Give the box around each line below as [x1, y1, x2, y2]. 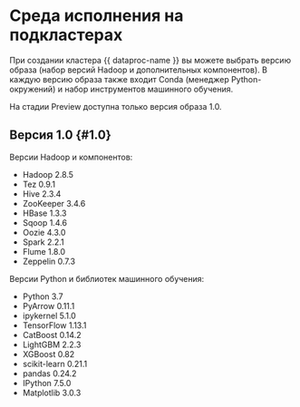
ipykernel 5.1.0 [22, 310, 77, 321]
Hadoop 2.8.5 [22, 169, 74, 179]
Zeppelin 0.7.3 [22, 256, 75, 266]
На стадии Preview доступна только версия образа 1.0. [9, 101, 222, 111]
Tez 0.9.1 [22, 179, 56, 189]
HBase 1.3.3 [22, 208, 67, 218]
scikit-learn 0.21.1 [22, 358, 88, 369]
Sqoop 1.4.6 [22, 217, 68, 228]
